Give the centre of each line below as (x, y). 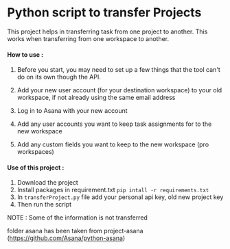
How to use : (25, 54)
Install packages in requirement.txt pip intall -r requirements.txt (113, 190)
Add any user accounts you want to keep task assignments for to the (114, 124)
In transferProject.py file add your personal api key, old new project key (120, 197)
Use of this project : (36, 167)
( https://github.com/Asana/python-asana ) (66, 238)
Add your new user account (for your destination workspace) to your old (119, 90)
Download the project (48, 183)
